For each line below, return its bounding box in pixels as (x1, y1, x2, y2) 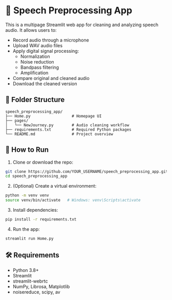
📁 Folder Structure (5, 95, 65, 104)
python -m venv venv (5, 193, 50, 198)
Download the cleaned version (12, 81, 77, 87)
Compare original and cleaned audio (12, 75, 90, 81)
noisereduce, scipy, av (12, 289, 60, 295)
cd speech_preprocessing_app (5, 174, 68, 179)
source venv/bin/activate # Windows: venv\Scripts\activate (5, 197, 141, 203)
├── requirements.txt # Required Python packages (5, 127, 132, 132)
